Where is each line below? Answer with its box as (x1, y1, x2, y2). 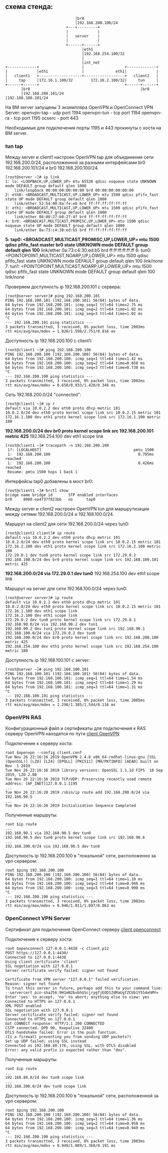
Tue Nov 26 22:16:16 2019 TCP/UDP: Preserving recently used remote (5, 777, 152, 782)
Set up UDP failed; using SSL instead (5, 1038, 87, 1044)
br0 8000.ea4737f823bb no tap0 (5, 497, 96, 502)
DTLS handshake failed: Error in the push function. (5, 1030, 118, 1035)
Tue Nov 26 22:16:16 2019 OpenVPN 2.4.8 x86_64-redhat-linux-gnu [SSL (5, 755, 156, 760)
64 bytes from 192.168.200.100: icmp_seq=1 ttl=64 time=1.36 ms (5, 1116, 143, 1122)
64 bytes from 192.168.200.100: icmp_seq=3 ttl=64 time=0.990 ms (5, 886, 145, 891)
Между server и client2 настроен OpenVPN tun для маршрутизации (5, 506, 149, 512)
